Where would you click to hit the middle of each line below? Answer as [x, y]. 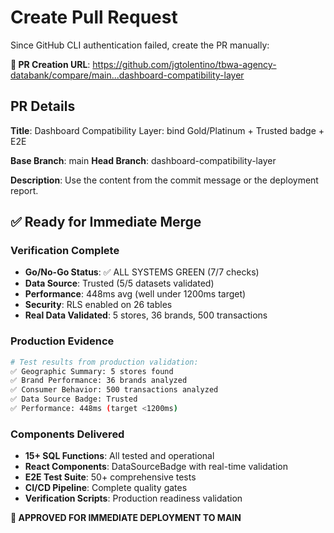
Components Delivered [67, 434]
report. [24, 190]
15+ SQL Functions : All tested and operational [119, 456]
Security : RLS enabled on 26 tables [98, 305]
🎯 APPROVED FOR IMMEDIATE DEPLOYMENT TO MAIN [126, 518]
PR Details [43, 106]
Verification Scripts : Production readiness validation [133, 498]
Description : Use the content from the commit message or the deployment [164, 180]
